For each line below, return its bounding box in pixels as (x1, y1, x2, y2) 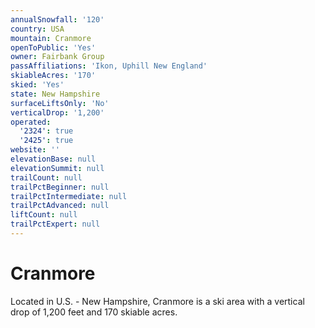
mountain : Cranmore (10, 33, 92, 43)
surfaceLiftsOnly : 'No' (10, 98, 110, 108)
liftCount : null (10, 210, 78, 220)
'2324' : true (19, 126, 74, 136)
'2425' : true (19, 136, 74, 146)
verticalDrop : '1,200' (10, 107, 105, 118)
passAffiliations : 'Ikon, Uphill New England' (10, 61, 208, 71)
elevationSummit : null (10, 163, 105, 173)
